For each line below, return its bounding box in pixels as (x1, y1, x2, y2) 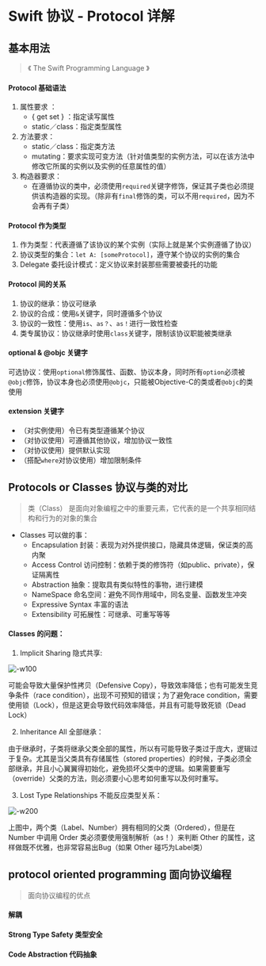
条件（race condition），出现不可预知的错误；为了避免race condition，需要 (14, 691, 258, 700)
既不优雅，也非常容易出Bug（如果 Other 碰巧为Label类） (21, 842, 207, 853)
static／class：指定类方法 (31, 142, 116, 151)
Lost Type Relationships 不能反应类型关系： (19, 791, 162, 800)
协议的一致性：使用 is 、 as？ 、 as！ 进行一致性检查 (19, 318, 178, 328)
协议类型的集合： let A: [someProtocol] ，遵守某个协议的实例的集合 (19, 250, 241, 259)
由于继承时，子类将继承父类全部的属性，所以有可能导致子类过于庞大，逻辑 (8, 744, 251, 753)
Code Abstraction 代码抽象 (8, 949, 97, 959)
